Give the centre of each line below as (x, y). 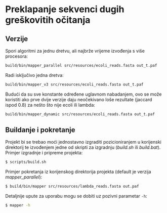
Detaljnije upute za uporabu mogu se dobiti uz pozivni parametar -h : (76, 196)
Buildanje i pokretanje (40, 130)
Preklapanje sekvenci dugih (65, 9)
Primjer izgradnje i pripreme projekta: (44, 153)
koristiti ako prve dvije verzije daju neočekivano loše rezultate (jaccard (79, 99)
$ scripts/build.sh (26, 162)
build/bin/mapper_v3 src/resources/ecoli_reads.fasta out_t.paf (74, 84)
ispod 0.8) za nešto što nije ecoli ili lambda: (50, 105)
